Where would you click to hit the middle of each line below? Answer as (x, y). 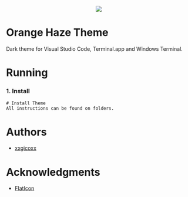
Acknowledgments (53, 172)
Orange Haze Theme (57, 33)
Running (27, 73)
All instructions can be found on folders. (60, 109)
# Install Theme (26, 103)
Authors (26, 132)
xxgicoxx (26, 148)
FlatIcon (24, 188)
